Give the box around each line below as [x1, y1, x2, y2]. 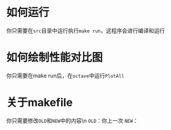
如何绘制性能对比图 [6, 51, 103, 65]
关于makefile [6, 96, 73, 110]
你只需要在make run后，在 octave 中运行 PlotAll [6, 71, 125, 79]
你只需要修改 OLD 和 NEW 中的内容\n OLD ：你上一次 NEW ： [6, 117, 139, 124]
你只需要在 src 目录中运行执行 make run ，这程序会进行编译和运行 [6, 27, 165, 34]
